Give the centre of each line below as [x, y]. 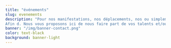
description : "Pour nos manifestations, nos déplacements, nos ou [77, 19]
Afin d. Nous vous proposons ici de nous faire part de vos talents [79, 24]
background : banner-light [33, 38]
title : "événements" [27, 10]
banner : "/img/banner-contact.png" [43, 28]
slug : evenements [24, 14]
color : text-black [25, 33]
